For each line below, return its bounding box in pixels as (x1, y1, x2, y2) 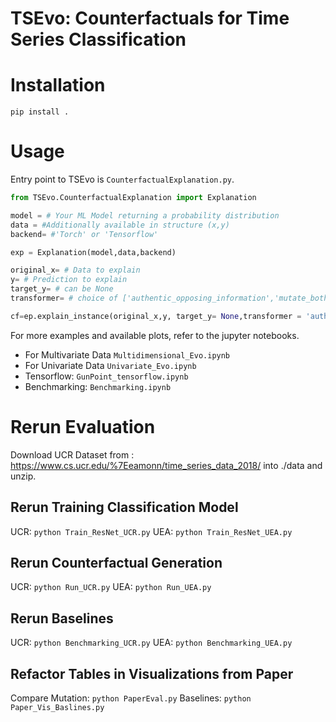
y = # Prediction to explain (10, 275, 128, 285)
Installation (10, 74, 106, 97)
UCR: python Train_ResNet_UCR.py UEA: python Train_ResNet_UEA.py (10, 525, 293, 537)
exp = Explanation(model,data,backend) (10, 247, 177, 257)
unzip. (10, 470, 37, 482)
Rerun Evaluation (10, 416, 156, 438)
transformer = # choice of (10, 293, 118, 304)
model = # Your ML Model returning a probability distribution (10, 210, 280, 221)
